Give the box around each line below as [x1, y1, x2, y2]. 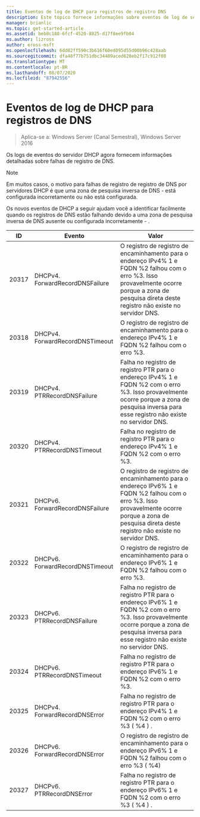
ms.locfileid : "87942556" [6, 75, 70, 81]
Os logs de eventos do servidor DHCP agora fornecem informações [6, 151, 173, 159]
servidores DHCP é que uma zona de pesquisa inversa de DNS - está [6, 187, 176, 194]
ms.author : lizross [6, 36, 55, 42]
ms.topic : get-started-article [6, 25, 84, 32]
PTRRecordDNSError [34, 790, 93, 798]
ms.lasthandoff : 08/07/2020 [6, 70, 76, 76]
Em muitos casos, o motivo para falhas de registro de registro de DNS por [6, 181, 187, 188]
